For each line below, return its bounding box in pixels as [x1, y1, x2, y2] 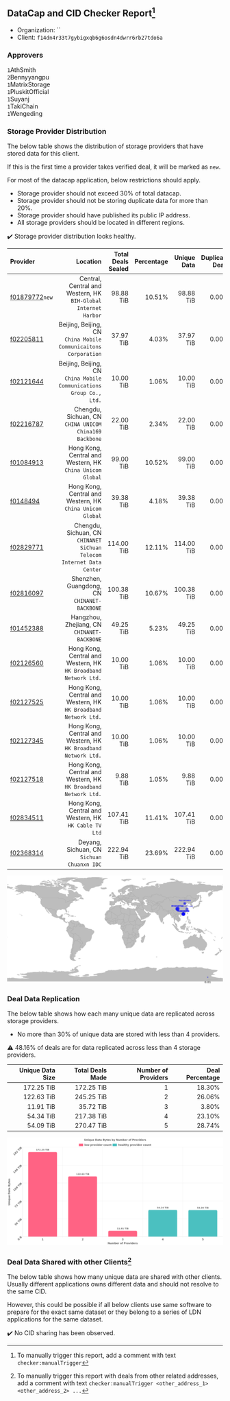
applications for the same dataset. [7, 1315, 103, 1324]
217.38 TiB [75, 1112, 107, 1120]
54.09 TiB [27, 1121, 56, 1130]
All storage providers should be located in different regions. [16, 219, 185, 227]
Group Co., [71, 390, 102, 396]
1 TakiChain [7, 102, 39, 110]
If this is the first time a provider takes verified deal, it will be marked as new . [7, 163, 221, 171]
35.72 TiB [78, 1102, 107, 1110]
